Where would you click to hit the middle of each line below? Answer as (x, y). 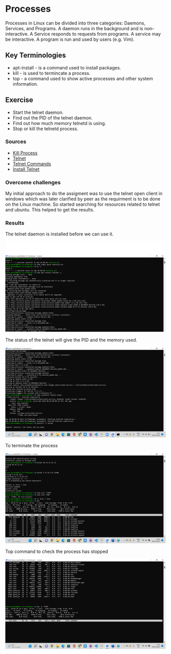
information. (25, 84)
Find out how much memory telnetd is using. (59, 123)
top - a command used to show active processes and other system (83, 78)
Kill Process (25, 153)
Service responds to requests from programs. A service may (97, 34)
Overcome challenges (33, 182)
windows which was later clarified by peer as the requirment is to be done (83, 199)
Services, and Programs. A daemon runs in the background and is (74, 28)
